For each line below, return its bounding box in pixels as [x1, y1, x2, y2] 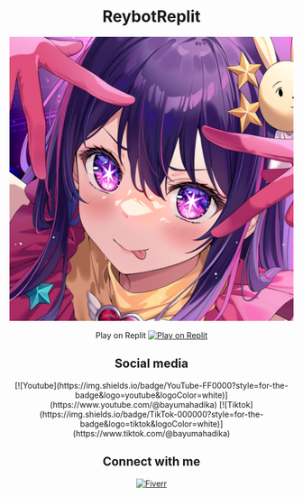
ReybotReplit [102, 6, 201, 27]
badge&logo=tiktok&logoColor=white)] [79, 418, 224, 429]
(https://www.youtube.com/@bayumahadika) [49, 399, 218, 410]
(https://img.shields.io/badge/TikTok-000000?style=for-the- [39, 409, 264, 419]
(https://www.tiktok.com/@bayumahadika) [72, 428, 231, 438]
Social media [114, 356, 189, 372]
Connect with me [102, 454, 201, 470]
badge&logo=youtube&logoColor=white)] [75, 390, 228, 400]
